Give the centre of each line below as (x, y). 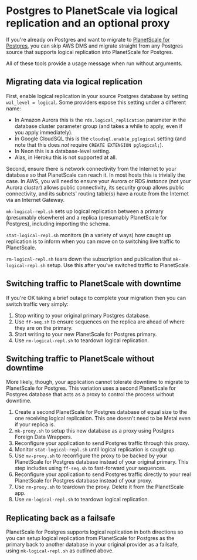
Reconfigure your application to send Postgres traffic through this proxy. (102, 443)
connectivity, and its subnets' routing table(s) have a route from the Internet (98, 193)
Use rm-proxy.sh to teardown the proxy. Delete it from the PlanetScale (99, 487)
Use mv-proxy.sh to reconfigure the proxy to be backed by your (91, 456)
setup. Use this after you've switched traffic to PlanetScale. (118, 265)
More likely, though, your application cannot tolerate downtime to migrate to (98, 382)
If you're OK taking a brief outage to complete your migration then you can (96, 298)
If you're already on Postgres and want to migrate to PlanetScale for (88, 39)
